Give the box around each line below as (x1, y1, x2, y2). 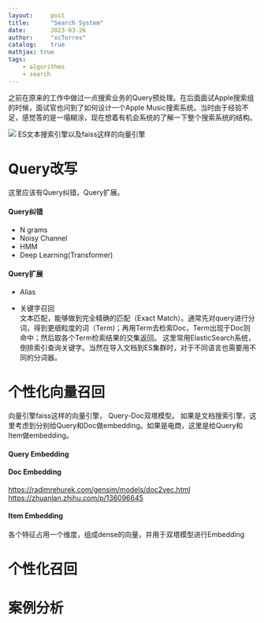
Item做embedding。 (8, 431, 73, 440)
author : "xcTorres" (8, 33, 87, 42)
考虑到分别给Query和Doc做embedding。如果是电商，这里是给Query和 (14, 420, 244, 430)
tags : (8, 56, 26, 64)
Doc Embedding (8, 467, 61, 477)
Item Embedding (8, 511, 64, 520)
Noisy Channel (19, 233, 68, 243)
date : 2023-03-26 (8, 26, 87, 34)
